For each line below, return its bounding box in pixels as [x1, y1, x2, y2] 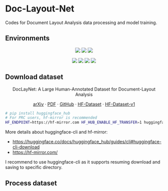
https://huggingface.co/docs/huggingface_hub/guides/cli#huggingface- [12, 138, 161, 145]
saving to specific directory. [5, 164, 62, 170]
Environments [5, 34, 50, 42]
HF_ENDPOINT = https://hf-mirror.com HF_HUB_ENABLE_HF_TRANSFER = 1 [5, 120, 142, 125]
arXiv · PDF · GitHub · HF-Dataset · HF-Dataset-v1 [33, 101, 135, 107]
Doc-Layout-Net [5, 3, 74, 14]
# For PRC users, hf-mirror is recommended [5, 115, 97, 120]
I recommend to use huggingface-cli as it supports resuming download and [5, 159, 160, 165]
